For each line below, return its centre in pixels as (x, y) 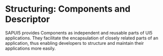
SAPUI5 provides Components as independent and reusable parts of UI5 (79, 33)
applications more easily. (30, 48)
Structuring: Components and (68, 9)
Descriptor (28, 19)
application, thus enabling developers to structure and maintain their (75, 43)
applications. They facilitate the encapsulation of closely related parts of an (82, 38)
